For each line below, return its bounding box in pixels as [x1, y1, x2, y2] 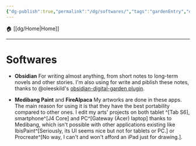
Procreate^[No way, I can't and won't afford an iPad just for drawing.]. [14, 133, 183, 140]
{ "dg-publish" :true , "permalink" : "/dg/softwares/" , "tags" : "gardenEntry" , [6, 8, 187, 15]
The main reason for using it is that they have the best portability [14, 102, 170, 109]
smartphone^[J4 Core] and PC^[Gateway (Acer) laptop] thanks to [14, 114, 172, 121]
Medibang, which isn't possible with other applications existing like [14, 121, 176, 128]
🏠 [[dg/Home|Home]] [6, 25, 60, 32]
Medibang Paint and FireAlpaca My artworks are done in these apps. [14, 96, 182, 103]
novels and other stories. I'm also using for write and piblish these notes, [14, 78, 190, 85]
